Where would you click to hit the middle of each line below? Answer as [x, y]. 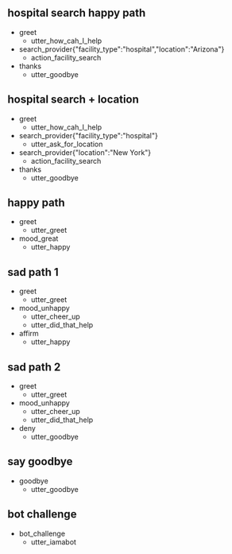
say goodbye [40, 461]
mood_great [39, 238]
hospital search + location [73, 100]
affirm [29, 334]
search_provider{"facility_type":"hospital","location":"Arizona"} [122, 49]
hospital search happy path [77, 13]
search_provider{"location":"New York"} [85, 152]
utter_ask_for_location [67, 144]
